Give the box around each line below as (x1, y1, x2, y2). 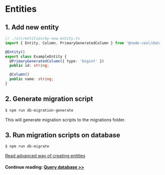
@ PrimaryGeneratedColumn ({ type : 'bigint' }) (9, 58, 105, 63)
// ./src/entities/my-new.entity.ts (5, 36, 80, 41)
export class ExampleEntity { (5, 54, 67, 59)
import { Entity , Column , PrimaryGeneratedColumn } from (5, 40, 124, 45)
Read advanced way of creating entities (5, 153, 85, 159)
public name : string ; (9, 77, 54, 82)
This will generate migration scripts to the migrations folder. (5, 117, 126, 122)
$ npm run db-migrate (5, 144, 50, 149)
